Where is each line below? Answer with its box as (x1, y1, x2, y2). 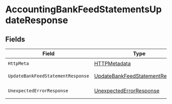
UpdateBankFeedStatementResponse (8, 73, 90, 79)
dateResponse (5, 14, 68, 26)
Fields (5, 35, 26, 44)
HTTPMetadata (94, 60, 131, 67)
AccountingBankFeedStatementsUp (5, 4, 162, 15)
